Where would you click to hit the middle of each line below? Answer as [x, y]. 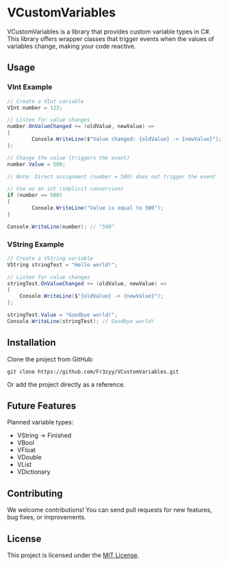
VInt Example [30, 87]
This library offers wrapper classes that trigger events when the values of [111, 38]
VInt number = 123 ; [35, 107]
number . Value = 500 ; [37, 164]
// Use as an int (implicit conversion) [66, 189]
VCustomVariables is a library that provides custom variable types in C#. [109, 31]
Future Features [42, 406]
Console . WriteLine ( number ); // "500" [61, 227]
